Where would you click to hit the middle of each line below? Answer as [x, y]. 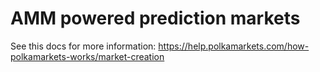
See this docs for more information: [83, 46]
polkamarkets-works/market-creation [87, 56]
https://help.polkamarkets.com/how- [234, 46]
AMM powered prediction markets [155, 18]
